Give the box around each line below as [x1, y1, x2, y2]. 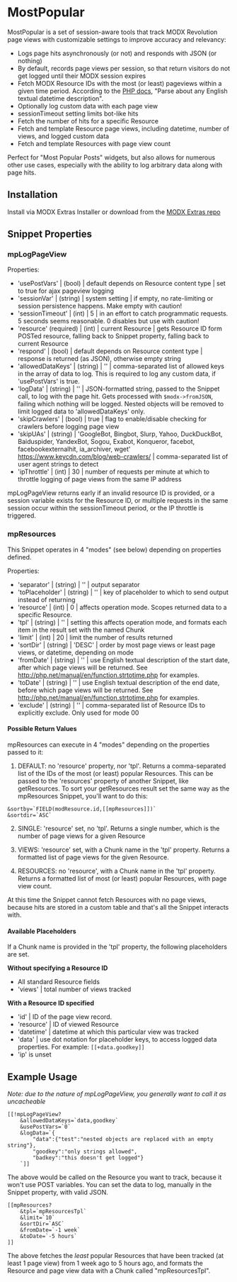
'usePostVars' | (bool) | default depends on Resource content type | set [17, 279, 226, 288]
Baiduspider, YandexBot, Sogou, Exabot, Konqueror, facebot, [17, 437, 195, 446]
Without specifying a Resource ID [7, 964, 108, 972]
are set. [7, 950, 30, 959]
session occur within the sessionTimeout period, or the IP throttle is [7, 504, 204, 513]
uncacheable [7, 1097, 46, 1105]
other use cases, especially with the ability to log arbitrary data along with [7, 160, 223, 169]
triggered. [7, 511, 37, 520]
